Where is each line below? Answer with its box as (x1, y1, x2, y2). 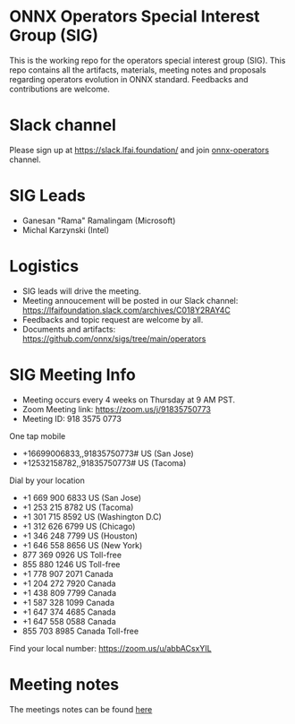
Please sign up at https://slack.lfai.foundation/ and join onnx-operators (9, 144, 270, 155)
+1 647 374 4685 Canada (21, 607, 116, 617)
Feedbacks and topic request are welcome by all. (21, 314, 204, 324)
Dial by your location (9, 475, 85, 486)
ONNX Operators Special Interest (9, 6, 261, 27)
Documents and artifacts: (21, 323, 116, 334)
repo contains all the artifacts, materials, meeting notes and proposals (9, 65, 266, 75)
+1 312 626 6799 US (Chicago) (21, 521, 136, 531)
